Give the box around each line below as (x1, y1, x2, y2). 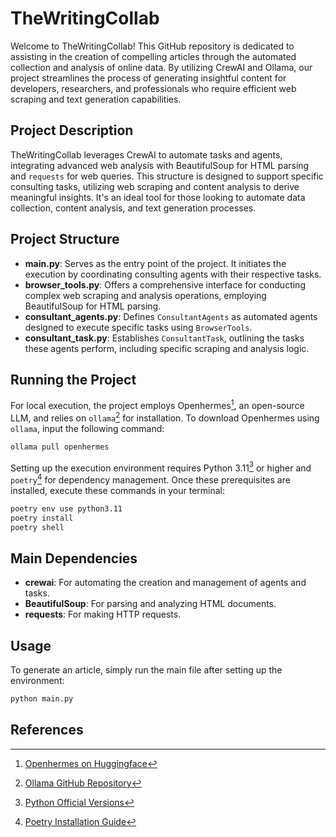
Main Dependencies (10, 550, 138, 567)
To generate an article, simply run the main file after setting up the (10, 664, 283, 676)
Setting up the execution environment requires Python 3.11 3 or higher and (10, 460, 312, 474)
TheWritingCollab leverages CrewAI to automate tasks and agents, (10, 148, 283, 161)
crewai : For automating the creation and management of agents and (24, 577, 307, 589)
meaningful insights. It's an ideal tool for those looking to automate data (10, 191, 306, 203)
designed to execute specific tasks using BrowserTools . (24, 321, 253, 333)
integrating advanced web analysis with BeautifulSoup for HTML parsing (10, 159, 310, 171)
